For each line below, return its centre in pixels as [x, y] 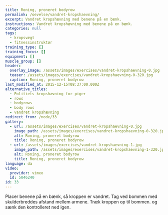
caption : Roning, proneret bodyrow [47, 80]
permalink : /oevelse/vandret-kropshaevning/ [52, 15]
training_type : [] [24, 47]
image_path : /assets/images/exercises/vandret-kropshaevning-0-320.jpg [90, 131]
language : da [19, 163]
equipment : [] [20, 56]
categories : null [23, 29]
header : [13, 66]
